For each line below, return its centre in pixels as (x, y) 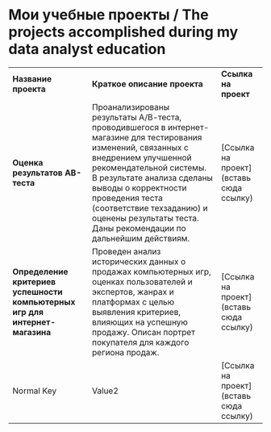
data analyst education (87, 49)
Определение (40, 271)
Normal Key (35, 391)
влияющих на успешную (140, 322)
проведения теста (127, 198)
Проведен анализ (126, 251)
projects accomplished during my (123, 32)
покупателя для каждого (140, 342)
